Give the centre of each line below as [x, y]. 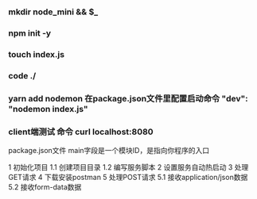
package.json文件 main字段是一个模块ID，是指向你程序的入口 [109, 150]
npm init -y [30, 33]
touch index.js [37, 54]
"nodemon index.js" [49, 109]
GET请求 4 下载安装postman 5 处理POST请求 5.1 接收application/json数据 [128, 177]
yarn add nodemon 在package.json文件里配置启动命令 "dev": [128, 98]
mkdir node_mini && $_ [53, 12]
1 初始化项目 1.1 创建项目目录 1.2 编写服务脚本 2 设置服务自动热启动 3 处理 [128, 167]
